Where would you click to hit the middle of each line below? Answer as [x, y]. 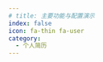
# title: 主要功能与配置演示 [51, 16]
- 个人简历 [31, 46]
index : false [30, 23]
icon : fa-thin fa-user [46, 31]
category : [25, 38]
